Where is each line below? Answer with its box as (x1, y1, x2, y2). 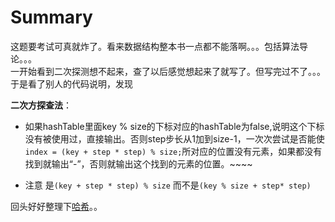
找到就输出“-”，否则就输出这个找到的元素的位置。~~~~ (24, 157, 253, 170)
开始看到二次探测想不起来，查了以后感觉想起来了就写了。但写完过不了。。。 (18, 65, 326, 77)
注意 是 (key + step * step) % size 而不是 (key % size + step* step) (24, 179, 312, 191)
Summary (10, 6, 93, 29)
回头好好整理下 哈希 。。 (10, 200, 103, 212)
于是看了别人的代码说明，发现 (10, 77, 133, 90)
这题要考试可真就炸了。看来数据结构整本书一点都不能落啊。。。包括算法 (10, 40, 300, 52)
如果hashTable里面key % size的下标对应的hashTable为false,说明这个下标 (24, 120, 325, 132)
